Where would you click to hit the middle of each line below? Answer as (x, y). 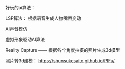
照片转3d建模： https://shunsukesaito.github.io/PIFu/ (60, 61)
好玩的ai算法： (20, 7)
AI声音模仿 (16, 29)
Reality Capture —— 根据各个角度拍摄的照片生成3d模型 (63, 50)
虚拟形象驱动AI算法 (25, 40)
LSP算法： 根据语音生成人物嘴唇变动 (43, 18)
